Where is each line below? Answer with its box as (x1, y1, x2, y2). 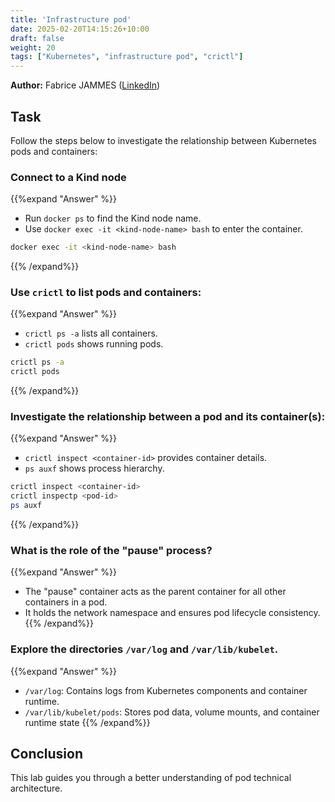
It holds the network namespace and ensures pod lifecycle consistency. (24, 607, 321, 619)
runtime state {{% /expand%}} (24, 716, 151, 728)
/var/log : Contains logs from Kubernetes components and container (24, 684, 308, 696)
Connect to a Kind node (10, 170, 127, 184)
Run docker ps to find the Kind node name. (24, 212, 202, 225)
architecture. (10, 782, 63, 795)
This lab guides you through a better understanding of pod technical (10, 772, 292, 784)
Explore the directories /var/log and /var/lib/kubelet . (10, 642, 279, 656)
